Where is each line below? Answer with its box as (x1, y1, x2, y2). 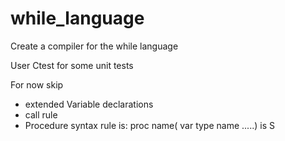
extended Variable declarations (24, 98, 154, 110)
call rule (24, 108, 58, 121)
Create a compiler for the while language (10, 40, 179, 52)
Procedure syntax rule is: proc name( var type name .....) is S (24, 119, 275, 131)
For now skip (10, 78, 64, 91)
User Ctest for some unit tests (10, 59, 134, 71)
